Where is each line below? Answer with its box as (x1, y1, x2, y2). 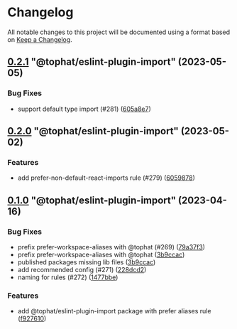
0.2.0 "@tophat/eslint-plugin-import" (7, 125, 179, 137)
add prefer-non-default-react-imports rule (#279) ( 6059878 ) (17, 173, 195, 182)
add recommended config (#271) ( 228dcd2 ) (17, 266, 147, 274)
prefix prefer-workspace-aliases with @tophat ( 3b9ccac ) (17, 250, 185, 259)
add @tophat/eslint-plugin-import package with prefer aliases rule (17, 307, 211, 315)
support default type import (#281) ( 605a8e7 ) (17, 104, 151, 113)
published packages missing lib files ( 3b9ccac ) (17, 258, 156, 266)
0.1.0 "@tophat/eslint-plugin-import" (7, 194, 176, 206)
